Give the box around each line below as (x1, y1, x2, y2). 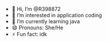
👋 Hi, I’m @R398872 (11, 6, 61, 12)
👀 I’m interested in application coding (11, 12, 102, 19)
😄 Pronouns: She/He (11, 24, 64, 31)
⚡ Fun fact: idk (11, 31, 47, 37)
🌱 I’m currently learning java (11, 18, 80, 24)
